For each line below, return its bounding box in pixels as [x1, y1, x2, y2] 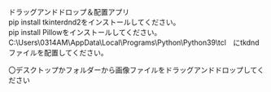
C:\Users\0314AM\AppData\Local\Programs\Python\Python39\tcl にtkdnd [8, 37, 260, 47]
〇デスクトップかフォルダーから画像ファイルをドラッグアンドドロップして [8, 65, 258, 75]
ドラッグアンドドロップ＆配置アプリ [8, 7, 130, 16]
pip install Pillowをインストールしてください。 [8, 28, 162, 37]
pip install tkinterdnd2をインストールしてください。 [8, 17, 181, 27]
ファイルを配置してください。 [8, 48, 108, 57]
